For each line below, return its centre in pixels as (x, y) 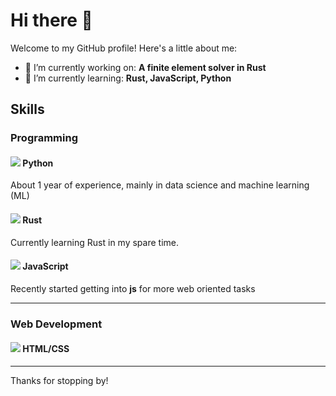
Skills (27, 109)
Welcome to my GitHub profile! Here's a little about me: (124, 48)
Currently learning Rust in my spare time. (94, 242)
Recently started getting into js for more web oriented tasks (133, 288)
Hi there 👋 (51, 20)
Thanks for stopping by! (59, 380)
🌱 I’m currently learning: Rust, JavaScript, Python (128, 78)
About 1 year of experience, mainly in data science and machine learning (160, 185)
